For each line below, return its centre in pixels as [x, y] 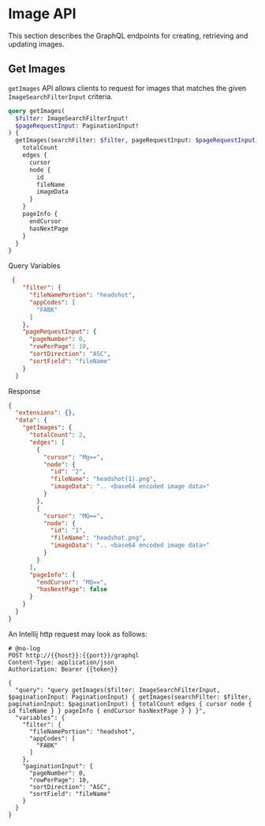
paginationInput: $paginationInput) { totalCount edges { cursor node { [130, 704]
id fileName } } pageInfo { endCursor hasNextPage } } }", [107, 710]
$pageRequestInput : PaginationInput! [77, 126]
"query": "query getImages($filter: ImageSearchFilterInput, [118, 690]
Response [24, 391]
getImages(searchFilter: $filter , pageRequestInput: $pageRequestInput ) [137, 140]
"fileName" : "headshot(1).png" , [103, 479]
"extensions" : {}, [46, 413]
